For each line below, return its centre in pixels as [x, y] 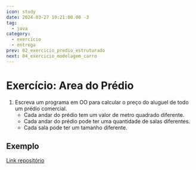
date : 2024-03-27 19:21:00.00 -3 [48, 17]
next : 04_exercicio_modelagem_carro [52, 56]
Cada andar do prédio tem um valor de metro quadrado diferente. [104, 115]
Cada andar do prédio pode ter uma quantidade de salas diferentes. [107, 121]
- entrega [24, 45]
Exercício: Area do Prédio [70, 86]
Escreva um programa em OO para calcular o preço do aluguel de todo [102, 102]
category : [18, 34]
